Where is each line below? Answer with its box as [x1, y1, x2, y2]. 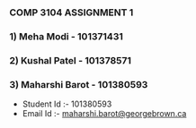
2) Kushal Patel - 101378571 [9, 54, 132, 66]
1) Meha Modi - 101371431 [9, 30, 124, 42]
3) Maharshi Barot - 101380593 [9, 78, 148, 90]
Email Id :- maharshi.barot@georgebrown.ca [22, 108, 187, 119]
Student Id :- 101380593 [22, 98, 112, 109]
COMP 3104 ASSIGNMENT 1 [9, 6, 134, 19]
